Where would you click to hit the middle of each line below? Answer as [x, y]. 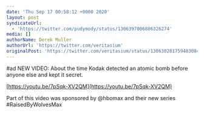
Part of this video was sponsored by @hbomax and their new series [91, 98]
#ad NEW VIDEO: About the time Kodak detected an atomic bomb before [97, 68]
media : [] [19, 34]
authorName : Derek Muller [39, 40]
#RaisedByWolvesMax [34, 104]
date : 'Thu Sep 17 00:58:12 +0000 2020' [58, 12]
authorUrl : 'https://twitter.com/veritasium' [65, 46]
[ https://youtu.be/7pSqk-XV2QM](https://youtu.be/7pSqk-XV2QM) [89, 86]
